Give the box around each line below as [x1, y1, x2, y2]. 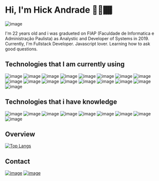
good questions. [5, 46, 38, 52]
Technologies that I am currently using [5, 60, 125, 68]
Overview [5, 130, 36, 138]
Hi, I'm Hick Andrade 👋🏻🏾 [5, 4, 112, 16]
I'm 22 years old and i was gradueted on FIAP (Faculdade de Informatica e [5, 30, 155, 36]
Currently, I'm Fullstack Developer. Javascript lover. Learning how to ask [5, 41, 150, 46]
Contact [5, 157, 30, 165]
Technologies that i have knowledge [5, 98, 117, 106]
